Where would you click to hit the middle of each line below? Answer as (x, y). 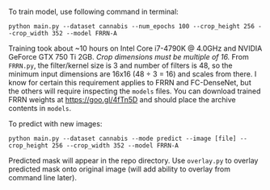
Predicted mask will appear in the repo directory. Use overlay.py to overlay (133, 161)
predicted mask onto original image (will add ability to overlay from (120, 169)
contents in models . (40, 108)
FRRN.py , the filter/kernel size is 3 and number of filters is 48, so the (120, 65)
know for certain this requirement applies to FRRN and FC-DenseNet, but (130, 83)
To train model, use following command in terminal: (94, 12)
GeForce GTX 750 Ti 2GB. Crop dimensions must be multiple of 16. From (129, 57)
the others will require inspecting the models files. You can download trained (135, 91)
